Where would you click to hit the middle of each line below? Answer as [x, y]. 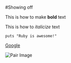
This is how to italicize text [32, 27]
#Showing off [19, 7]
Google [13, 45]
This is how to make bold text [35, 17]
